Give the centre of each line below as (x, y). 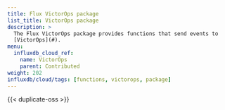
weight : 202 (25, 73)
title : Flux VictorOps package (53, 14)
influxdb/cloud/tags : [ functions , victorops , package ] (89, 79)
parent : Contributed (50, 66)
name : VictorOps (44, 60)
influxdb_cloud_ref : (44, 54)
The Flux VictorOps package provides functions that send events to (116, 33)
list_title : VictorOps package (53, 20)
